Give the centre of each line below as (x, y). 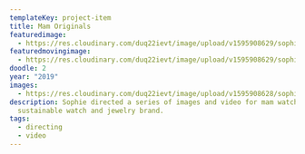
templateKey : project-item (60, 18)
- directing (40, 128)
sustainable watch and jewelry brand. (91, 111)
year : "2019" (34, 77)
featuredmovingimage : (50, 52)
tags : (20, 119)
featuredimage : (38, 34)
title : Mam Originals (50, 26)
